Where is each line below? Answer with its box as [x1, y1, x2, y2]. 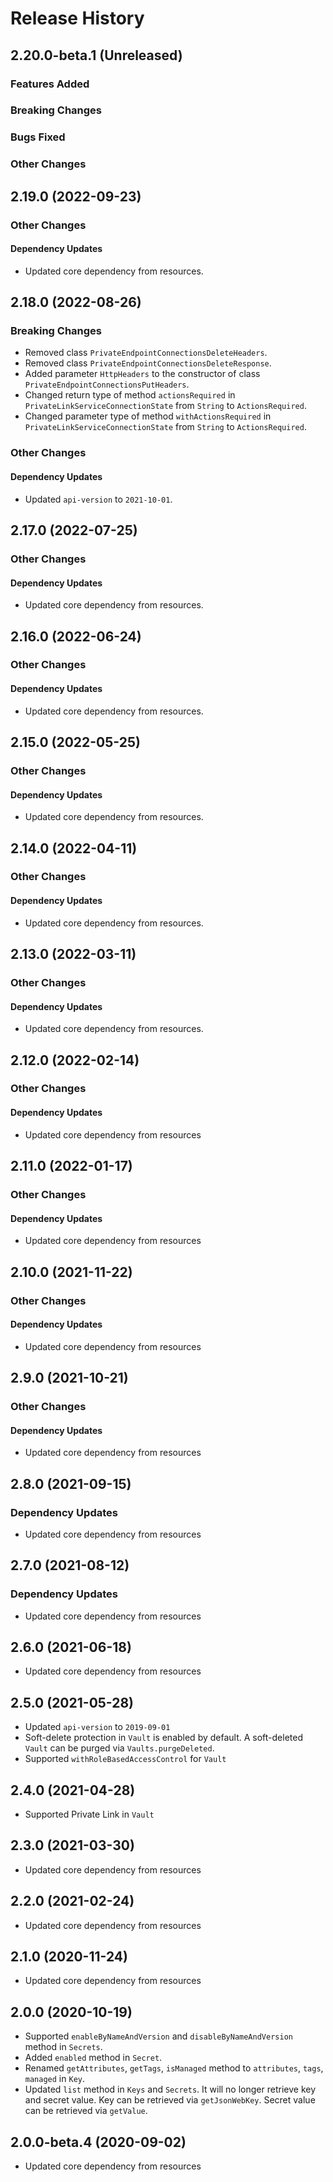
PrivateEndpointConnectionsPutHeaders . [24, 378, 190, 391]
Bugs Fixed [10, 130, 66, 144]
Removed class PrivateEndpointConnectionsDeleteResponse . [24, 357, 272, 369]
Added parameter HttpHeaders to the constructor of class [24, 368, 261, 380]
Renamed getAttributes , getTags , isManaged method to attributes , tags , [24, 2062, 324, 2074]
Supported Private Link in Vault [24, 1808, 155, 1821]
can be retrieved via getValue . [24, 2105, 148, 2117]
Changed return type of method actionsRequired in [24, 389, 236, 401]
